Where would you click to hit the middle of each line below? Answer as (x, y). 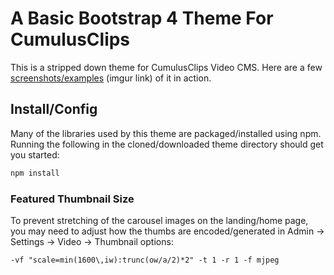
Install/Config (54, 109)
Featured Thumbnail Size (72, 199)
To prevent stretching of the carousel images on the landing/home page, (159, 220)
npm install (35, 173)
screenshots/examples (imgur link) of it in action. (111, 78)
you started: (35, 154)
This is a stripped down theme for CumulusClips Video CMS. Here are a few (166, 67)
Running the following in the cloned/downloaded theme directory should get (167, 144)
